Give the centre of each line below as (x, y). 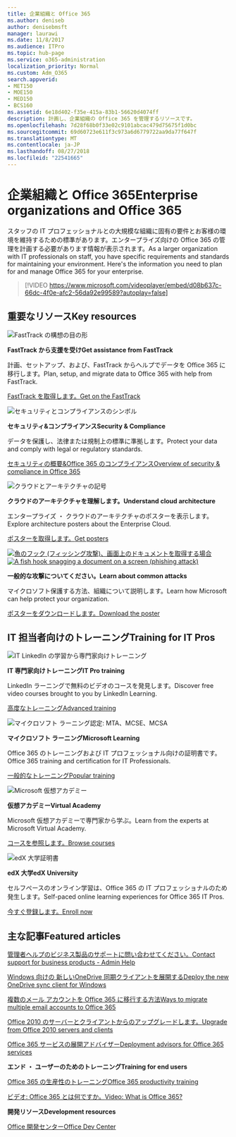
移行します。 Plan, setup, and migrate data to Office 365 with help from (110, 374)
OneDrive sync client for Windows (57, 985)
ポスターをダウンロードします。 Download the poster (84, 613)
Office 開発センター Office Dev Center (62, 1127)
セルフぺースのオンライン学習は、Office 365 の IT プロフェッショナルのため (117, 888)
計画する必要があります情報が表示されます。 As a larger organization (119, 248)
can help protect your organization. (58, 598)
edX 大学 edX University (43, 873)
